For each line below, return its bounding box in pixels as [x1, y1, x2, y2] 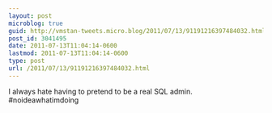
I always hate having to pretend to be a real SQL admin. [8, 86, 193, 96]
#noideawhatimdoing [8, 94, 79, 105]
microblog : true [8, 19, 63, 27]
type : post [8, 57, 45, 65]
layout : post [8, 11, 53, 20]
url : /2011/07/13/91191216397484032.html [8, 65, 151, 73]
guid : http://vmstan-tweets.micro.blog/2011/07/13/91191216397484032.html [8, 27, 266, 35]
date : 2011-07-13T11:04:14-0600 [8, 42, 117, 50]
